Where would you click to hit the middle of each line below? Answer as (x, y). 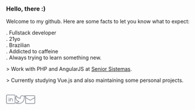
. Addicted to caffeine (32, 51)
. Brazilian (18, 45)
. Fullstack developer (31, 33)
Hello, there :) (26, 9)
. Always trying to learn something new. (54, 58)
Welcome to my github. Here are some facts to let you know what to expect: (98, 22)
